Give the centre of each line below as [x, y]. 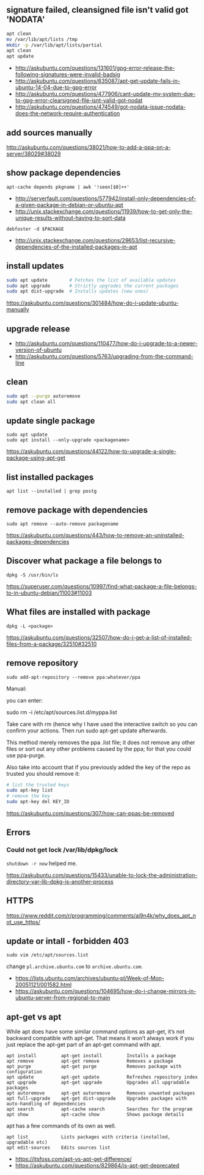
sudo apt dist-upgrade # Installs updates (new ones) [78, 291]
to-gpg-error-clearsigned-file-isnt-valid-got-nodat [79, 101]
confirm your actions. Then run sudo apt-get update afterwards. [87, 730]
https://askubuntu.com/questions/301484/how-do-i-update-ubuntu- [93, 303]
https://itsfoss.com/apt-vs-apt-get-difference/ [73, 1159]
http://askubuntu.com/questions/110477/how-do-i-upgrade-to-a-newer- [106, 344]
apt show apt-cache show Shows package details [95, 1115]
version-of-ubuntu [38, 350]
